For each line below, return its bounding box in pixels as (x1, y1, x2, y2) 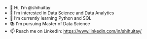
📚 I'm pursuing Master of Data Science (9, 21, 90, 27)
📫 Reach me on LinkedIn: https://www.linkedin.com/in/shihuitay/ (9, 28, 142, 34)
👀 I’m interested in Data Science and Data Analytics (9, 10, 114, 16)
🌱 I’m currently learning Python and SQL (9, 15, 92, 21)
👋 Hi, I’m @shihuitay (9, 5, 51, 10)
